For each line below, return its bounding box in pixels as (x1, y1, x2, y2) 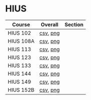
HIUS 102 (8, 29, 31, 36)
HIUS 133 (8, 62, 31, 69)
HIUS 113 (8, 45, 31, 52)
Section (64, 21, 84, 28)
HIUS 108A (8, 37, 35, 44)
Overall (41, 21, 59, 28)
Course (12, 21, 30, 28)
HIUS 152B (8, 86, 35, 93)
